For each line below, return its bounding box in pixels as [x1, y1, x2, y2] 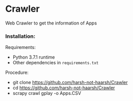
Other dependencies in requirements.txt [12, 60, 99, 66]
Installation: [5, 33, 36, 40]
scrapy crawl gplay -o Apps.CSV [12, 90, 82, 96]
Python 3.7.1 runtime [12, 54, 55, 60]
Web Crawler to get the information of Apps [5, 20, 97, 26]
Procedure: [5, 69, 29, 75]
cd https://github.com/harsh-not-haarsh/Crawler [12, 85, 115, 91]
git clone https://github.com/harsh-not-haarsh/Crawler [12, 80, 128, 86]
